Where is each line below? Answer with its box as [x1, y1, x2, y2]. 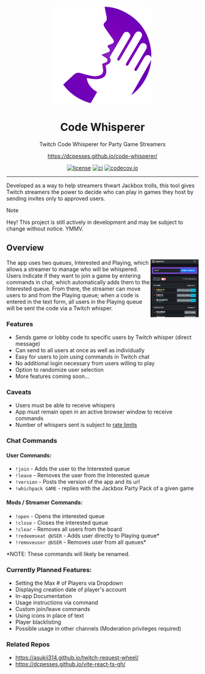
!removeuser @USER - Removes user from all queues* [15, 538, 146, 546]
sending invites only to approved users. [6, 194, 106, 202]
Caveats [6, 388, 32, 396]
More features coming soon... [15, 372, 90, 380]
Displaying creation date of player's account [15, 585, 127, 593]
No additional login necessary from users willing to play [15, 360, 155, 367]
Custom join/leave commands [15, 605, 90, 612]
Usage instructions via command [15, 599, 98, 606]
